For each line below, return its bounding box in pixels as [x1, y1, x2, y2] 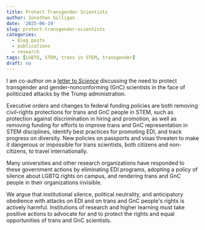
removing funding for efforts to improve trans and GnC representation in [6, 121, 188, 128]
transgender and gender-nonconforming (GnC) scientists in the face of [6, 83, 185, 91]
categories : [6, 32, 37, 38]
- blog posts [12, 37, 45, 43]
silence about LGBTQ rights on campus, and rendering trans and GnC [6, 172, 181, 179]
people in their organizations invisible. [6, 179, 102, 186]
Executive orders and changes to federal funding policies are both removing [6, 102, 198, 109]
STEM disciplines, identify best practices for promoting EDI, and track [6, 128, 182, 135]
